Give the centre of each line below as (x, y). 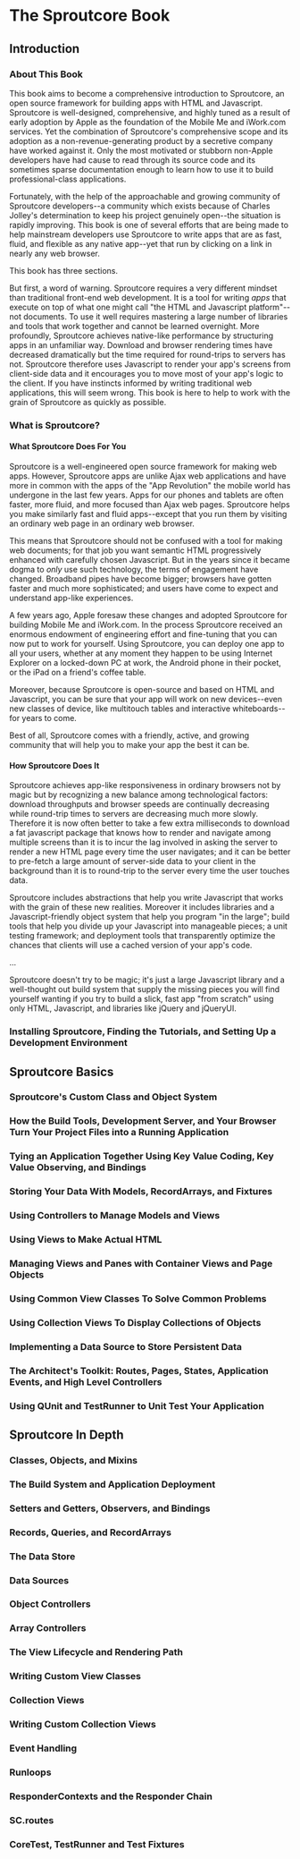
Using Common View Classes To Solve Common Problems (138, 1298)
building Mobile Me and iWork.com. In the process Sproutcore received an (146, 624)
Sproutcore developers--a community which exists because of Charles (140, 206)
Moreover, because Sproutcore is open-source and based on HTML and (142, 689)
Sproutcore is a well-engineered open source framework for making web (143, 467)
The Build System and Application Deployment (112, 1484)
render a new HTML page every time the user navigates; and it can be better (150, 852)
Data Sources (39, 1580)
